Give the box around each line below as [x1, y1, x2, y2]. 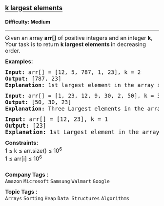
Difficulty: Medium [5, 19, 51, 25]
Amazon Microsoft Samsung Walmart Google [5, 178, 110, 184]
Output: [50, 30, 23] [5, 98, 72, 106]
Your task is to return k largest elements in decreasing [5, 41, 146, 48]
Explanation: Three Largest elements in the [5, 105, 144, 112]
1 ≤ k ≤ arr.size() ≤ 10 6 [5, 145, 62, 154]
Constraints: [5, 139, 39, 146]
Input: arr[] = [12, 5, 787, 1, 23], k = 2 [5, 69, 141, 75]
